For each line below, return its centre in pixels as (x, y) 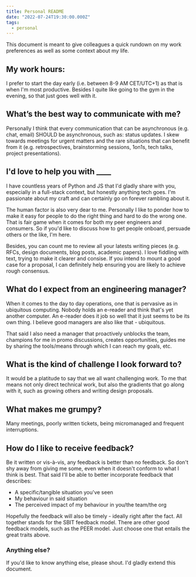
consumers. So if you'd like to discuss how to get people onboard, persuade (98, 228)
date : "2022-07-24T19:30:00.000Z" (48, 17)
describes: (19, 481)
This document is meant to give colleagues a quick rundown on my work (94, 45)
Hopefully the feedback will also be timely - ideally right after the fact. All (94, 516)
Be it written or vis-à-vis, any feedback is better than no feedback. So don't (97, 462)
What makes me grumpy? (54, 409)
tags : (13, 22)
